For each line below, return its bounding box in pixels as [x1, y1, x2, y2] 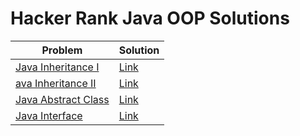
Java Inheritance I [15, 60, 100, 74]
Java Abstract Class [15, 92, 110, 106]
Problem [41, 43, 83, 57]
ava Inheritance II [15, 76, 97, 90]
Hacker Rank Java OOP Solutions [10, 7, 290, 30]
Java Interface [15, 108, 83, 122]
